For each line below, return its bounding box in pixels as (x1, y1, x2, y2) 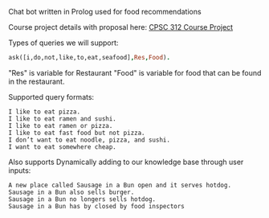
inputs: (8, 165, 31, 175)
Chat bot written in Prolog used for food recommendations (8, 7, 202, 16)
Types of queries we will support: (8, 38, 119, 47)
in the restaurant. (8, 76, 65, 86)
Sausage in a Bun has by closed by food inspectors (8, 202, 185, 210)
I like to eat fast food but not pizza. (8, 129, 146, 137)
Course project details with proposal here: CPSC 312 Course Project (8, 23, 234, 31)
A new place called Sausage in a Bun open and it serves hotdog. (8, 181, 231, 189)
